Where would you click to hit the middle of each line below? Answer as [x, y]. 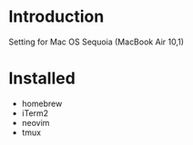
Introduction [56, 17]
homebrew [42, 103]
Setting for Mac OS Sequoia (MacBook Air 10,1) [96, 42]
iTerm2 [35, 113]
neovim [36, 122]
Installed [42, 78]
